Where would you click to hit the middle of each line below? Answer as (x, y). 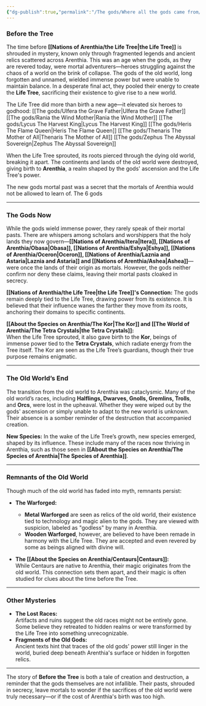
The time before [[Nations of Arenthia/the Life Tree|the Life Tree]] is (94, 47)
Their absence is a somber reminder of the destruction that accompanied (99, 417)
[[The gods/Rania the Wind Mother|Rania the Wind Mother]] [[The (90, 117)
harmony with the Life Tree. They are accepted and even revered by (110, 540)
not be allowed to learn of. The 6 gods (55, 193)
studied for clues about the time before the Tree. (76, 578)
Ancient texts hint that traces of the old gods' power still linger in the (101, 646)
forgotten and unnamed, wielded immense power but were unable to (93, 79)
